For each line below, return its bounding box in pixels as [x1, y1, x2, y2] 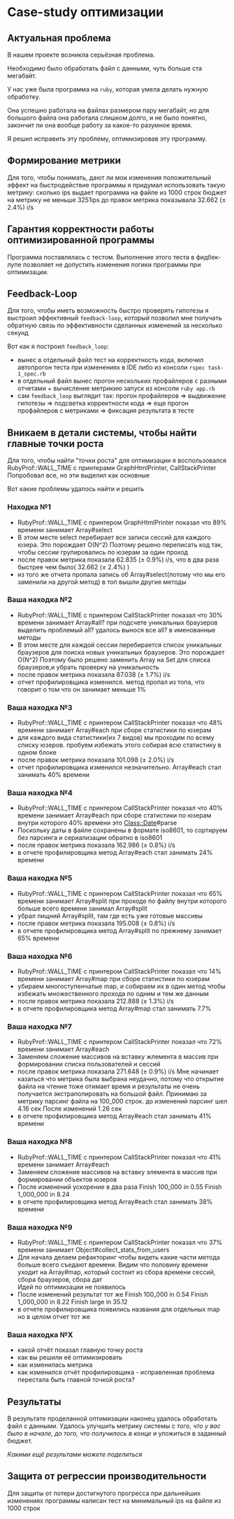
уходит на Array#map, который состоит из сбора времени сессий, [17, 1267, 216, 1276]
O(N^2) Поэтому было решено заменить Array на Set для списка [17, 655, 211, 664]
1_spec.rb [17, 371, 47, 378]
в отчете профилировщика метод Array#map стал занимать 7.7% [17, 1004, 212, 1013]
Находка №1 [7, 502, 51, 512]
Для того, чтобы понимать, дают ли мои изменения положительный [7, 173, 212, 182]
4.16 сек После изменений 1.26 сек [17, 1104, 122, 1113]
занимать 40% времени [17, 771, 89, 779]
